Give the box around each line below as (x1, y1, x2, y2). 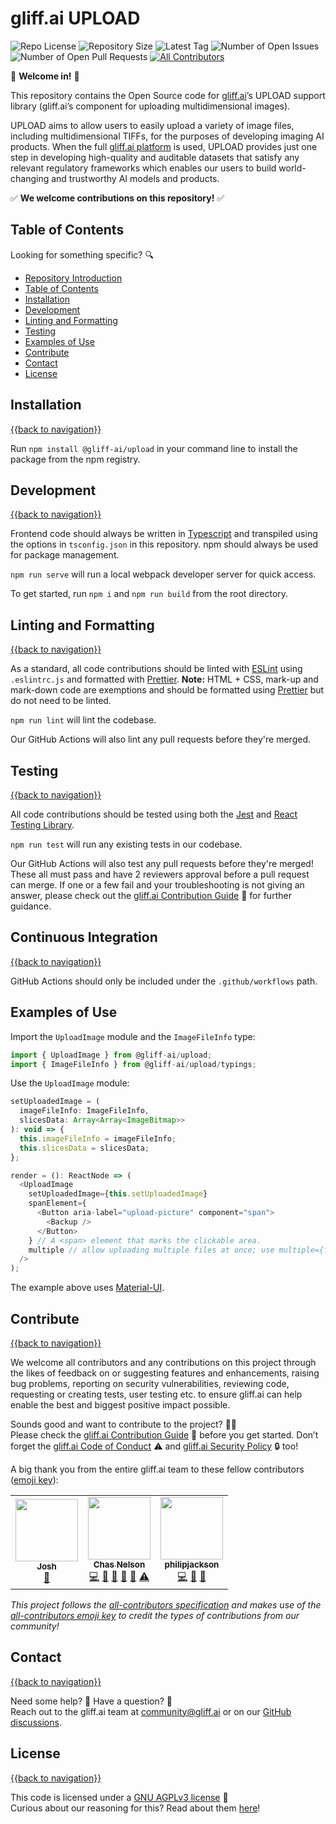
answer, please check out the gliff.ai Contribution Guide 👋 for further (10, 890, 292, 901)
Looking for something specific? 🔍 (10, 248, 154, 261)
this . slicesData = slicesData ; (19, 1143, 150, 1153)
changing (10, 172, 50, 184)
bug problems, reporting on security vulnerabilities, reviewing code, (10, 1377, 290, 1389)
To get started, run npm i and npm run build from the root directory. (10, 588, 289, 600)
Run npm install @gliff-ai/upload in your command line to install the (10, 442, 298, 454)
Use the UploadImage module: (10, 1077, 130, 1089)
